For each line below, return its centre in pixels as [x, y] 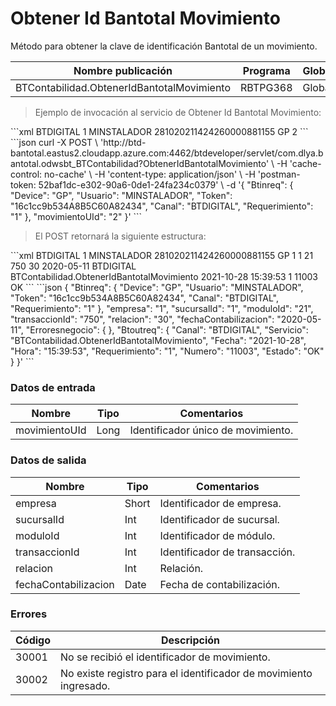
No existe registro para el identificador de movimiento [186, 673]
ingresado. [85, 685]
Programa [266, 70]
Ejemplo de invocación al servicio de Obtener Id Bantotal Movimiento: [178, 112]
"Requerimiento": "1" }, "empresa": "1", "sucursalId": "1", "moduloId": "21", [162, 308]
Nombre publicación [123, 70]
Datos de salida [48, 460]
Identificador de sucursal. [219, 519]
